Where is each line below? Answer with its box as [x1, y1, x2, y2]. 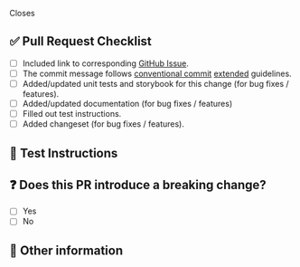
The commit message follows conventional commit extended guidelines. [22, 68, 292, 79]
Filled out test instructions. [22, 109, 122, 119]
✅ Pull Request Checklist [9, 33, 152, 49]
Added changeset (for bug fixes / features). [22, 119, 185, 129]
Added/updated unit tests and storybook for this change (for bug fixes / [22, 78, 289, 89]
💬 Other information [9, 243, 124, 258]
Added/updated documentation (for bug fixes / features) [22, 99, 233, 109]
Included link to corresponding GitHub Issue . [22, 58, 190, 69]
